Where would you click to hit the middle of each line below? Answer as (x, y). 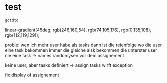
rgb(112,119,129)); (22, 35)
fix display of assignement (32, 75)
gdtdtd (12, 20)
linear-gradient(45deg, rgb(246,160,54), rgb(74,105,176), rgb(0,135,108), (78, 30)
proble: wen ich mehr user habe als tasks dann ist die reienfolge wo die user (84, 45)
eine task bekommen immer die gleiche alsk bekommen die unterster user (81, 50)
